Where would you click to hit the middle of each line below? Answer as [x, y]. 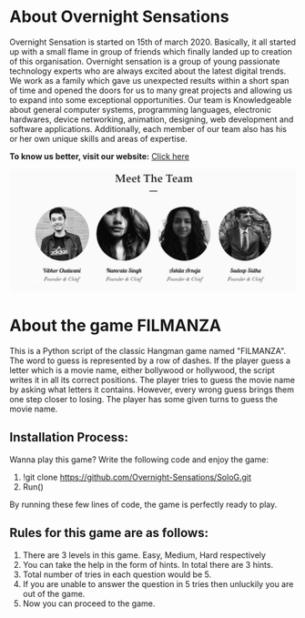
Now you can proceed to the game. [89, 603]
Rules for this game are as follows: [109, 533]
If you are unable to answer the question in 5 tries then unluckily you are [158, 583]
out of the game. [54, 593]
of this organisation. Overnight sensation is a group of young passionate [145, 61]
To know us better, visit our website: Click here [99, 156]
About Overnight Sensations [119, 17]
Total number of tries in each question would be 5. [117, 574]
